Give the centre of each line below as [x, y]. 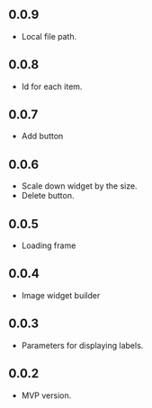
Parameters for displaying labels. [82, 345]
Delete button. [48, 196]
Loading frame [49, 245]
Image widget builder [61, 295]
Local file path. [49, 36]
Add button [42, 136]
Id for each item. [52, 86]
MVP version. [46, 395]
